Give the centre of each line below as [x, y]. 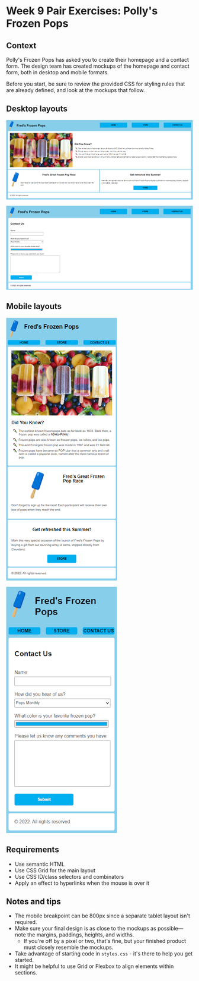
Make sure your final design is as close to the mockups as [86, 929]
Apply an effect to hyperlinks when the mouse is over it [82, 883]
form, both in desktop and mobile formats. [57, 72]
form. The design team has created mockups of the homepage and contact [98, 66]
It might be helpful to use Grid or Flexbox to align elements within [94, 966]
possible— [171, 929]
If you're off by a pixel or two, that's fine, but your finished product [105, 941]
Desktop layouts [37, 109]
